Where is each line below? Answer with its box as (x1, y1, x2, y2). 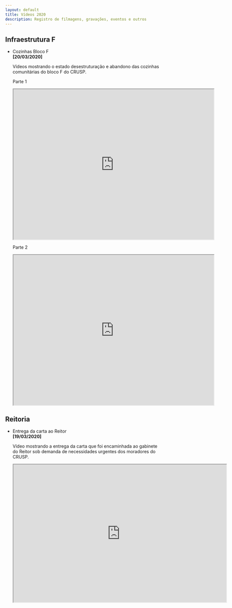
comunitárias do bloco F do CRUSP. (12, 69, 87, 75)
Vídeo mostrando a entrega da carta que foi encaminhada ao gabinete (12, 443, 158, 449)
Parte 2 (12, 244, 28, 251)
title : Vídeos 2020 (5, 12, 46, 17)
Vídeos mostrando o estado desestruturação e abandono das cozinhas (12, 64, 159, 70)
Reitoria (5, 415, 30, 424)
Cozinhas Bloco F (12, 49, 49, 55)
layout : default (5, 7, 39, 13)
